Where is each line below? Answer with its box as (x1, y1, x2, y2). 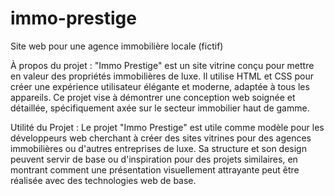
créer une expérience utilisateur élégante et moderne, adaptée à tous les (10, 80, 310, 92)
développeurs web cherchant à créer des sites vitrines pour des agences (10, 132, 312, 144)
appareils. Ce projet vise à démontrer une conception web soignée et (10, 91, 296, 103)
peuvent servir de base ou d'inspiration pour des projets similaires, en (10, 153, 298, 165)
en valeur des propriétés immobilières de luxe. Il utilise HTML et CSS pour (10, 70, 315, 82)
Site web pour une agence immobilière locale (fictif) (10, 40, 224, 52)
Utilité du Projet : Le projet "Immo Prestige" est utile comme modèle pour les (10, 121, 325, 133)
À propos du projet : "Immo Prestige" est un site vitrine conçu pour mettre (10, 59, 315, 71)
